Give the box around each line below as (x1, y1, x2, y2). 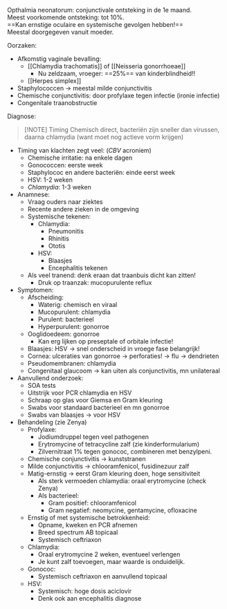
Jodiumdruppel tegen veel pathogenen (37, 433, 149, 441)
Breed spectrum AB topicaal (37, 528, 118, 536)
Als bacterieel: (37, 491, 80, 500)
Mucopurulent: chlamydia (37, 308, 111, 316)
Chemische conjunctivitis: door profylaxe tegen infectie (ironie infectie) (17, 91, 220, 100)
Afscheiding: (27, 293, 64, 301)
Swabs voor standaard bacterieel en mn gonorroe (27, 404, 170, 411)
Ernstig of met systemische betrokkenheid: (27, 514, 150, 521)
